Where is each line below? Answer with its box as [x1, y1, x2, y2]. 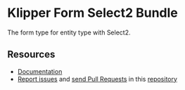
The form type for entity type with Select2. [7, 28, 131, 37]
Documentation [17, 67, 63, 75]
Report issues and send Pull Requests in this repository [17, 75, 178, 83]
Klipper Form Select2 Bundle [7, 5, 178, 21]
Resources [7, 49, 56, 60]
